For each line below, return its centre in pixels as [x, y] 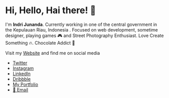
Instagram [23, 68]
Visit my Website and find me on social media [53, 53]
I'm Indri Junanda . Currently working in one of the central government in [81, 24]
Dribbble [22, 79]
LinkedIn [22, 74]
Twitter [20, 62]
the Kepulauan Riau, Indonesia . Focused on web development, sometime [82, 29]
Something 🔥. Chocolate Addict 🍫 [40, 43]
